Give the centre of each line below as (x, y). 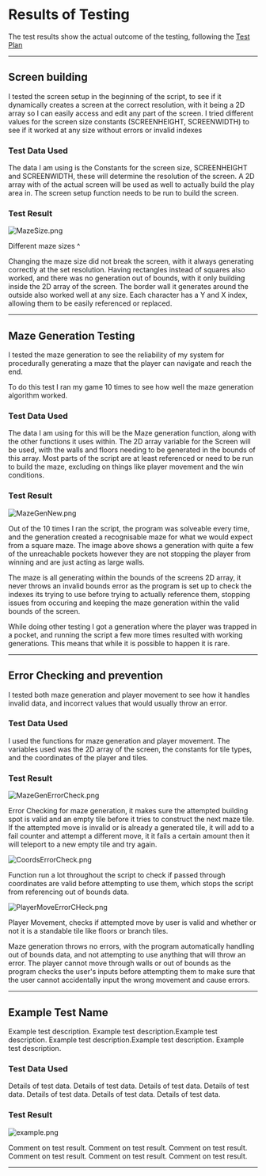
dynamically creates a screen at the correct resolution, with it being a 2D (127, 105)
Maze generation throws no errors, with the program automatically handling (131, 946)
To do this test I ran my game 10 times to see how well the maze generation (131, 387)
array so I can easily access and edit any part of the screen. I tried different (131, 113)
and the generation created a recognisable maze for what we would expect (131, 537)
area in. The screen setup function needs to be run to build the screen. (123, 193)
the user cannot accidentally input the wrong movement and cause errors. (129, 980)
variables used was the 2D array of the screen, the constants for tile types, (130, 749)
